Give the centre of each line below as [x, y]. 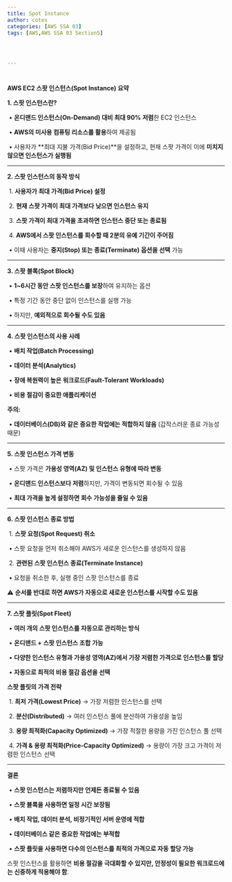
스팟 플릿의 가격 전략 [35, 687]
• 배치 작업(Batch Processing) [51, 351]
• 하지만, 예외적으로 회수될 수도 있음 [57, 315]
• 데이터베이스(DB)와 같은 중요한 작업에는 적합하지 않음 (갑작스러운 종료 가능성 [114, 424]
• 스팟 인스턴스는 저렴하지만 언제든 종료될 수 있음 [74, 790]
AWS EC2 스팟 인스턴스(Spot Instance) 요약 [68, 88]
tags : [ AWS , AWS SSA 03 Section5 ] [55, 33]
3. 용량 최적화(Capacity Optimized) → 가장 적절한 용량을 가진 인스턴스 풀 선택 [115, 731]
